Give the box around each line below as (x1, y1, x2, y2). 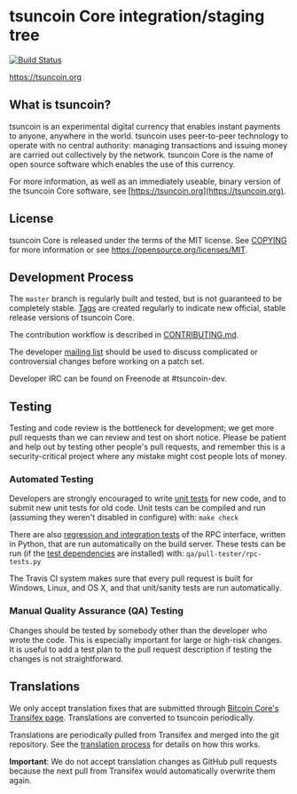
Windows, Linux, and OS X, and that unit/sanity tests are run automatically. (9, 583, 282, 593)
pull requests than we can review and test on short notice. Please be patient (9, 433, 286, 443)
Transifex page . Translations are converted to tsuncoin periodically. (9, 712, 255, 723)
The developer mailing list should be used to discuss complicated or (9, 346, 259, 357)
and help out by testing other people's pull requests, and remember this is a (9, 441, 285, 452)
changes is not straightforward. (9, 653, 124, 663)
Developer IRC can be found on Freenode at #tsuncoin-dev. (9, 373, 228, 384)
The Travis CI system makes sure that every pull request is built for (9, 573, 254, 584)
